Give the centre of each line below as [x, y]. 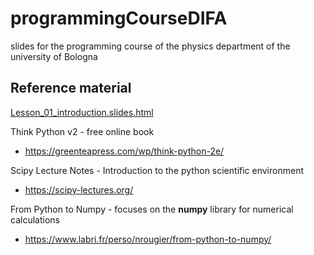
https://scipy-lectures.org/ [79, 189]
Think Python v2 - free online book [82, 131]
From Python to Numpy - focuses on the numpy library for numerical [152, 209]
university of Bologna [54, 56]
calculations [35, 219]
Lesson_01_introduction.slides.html [82, 112]
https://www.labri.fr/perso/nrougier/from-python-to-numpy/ [148, 239]
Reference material [71, 88]
